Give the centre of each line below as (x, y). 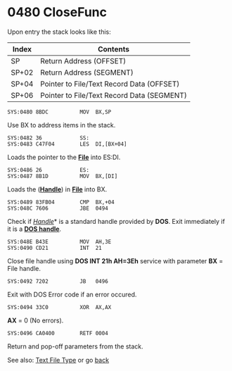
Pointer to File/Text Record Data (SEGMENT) (114, 95)
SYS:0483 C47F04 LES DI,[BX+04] (67, 144)
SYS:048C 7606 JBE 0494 (58, 208)
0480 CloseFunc (57, 12)
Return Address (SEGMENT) (86, 73)
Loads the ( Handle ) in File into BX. (57, 189)
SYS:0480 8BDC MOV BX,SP (59, 112)
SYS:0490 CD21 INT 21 (54, 248)
